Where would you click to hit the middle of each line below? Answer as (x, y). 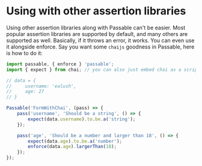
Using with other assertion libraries (96, 11)
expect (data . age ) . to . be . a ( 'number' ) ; (75, 141)
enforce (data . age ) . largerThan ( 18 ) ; (72, 147)
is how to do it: (25, 53)
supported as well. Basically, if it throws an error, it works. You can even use (100, 40)
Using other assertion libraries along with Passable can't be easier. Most (96, 28)
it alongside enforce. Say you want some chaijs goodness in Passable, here (100, 47)
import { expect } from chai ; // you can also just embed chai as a (94, 70)
